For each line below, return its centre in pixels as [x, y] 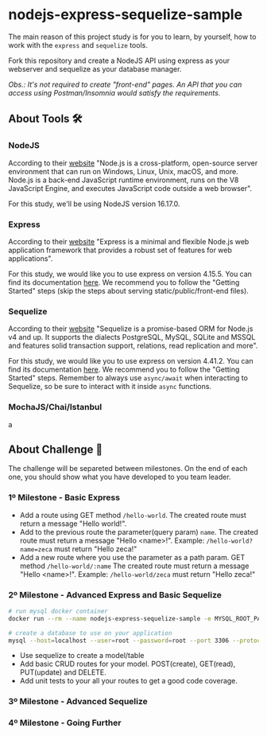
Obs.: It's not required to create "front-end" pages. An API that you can [125, 84]
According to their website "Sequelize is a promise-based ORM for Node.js [131, 329]
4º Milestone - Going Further [65, 723]
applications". [31, 258]
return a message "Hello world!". [73, 524]
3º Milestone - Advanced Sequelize [78, 702]
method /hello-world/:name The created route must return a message [134, 566]
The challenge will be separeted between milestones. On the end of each [128, 469]
